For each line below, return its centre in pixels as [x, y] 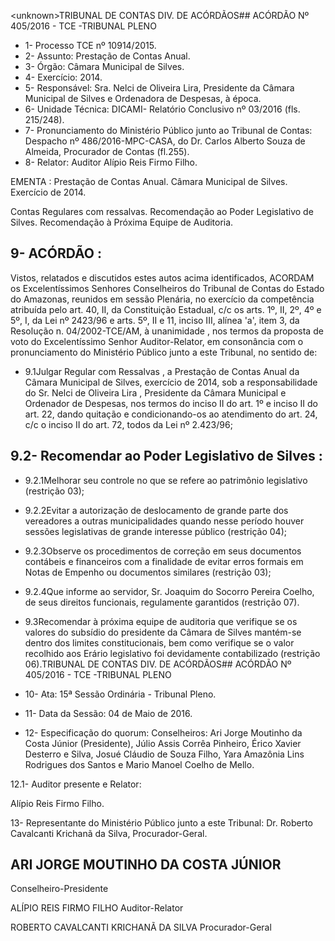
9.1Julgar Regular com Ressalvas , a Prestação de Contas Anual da [162, 371]
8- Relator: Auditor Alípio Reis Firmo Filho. [111, 162]
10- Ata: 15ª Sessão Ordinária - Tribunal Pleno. [120, 694]
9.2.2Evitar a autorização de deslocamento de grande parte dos [156, 510]
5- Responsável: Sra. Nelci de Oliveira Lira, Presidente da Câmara [159, 88]
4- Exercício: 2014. [63, 77]
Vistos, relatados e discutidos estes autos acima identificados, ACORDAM [162, 277]
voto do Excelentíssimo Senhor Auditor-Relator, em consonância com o [157, 341]
